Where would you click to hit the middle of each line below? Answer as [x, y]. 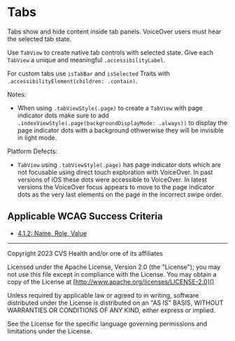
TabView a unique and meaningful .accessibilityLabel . [86, 59]
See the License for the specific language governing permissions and [107, 324]
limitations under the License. [50, 331]
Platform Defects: [33, 151]
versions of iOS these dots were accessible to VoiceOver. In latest [112, 180]
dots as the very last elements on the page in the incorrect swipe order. [120, 194]
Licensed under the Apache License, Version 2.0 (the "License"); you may [114, 267]
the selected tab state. [40, 38]
